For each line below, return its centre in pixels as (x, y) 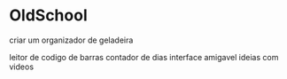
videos (21, 67)
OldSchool (48, 16)
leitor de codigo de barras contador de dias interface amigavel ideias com (144, 57)
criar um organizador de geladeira (71, 40)
